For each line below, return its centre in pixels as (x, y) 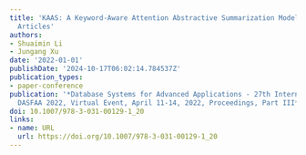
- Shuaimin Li (36, 43)
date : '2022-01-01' (46, 60)
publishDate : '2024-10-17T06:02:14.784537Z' (95, 69)
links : (22, 119)
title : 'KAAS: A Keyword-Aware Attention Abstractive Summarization (142, 18)
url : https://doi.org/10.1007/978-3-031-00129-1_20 (118, 137)
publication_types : (46, 77)
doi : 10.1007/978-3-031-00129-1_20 (77, 111)
